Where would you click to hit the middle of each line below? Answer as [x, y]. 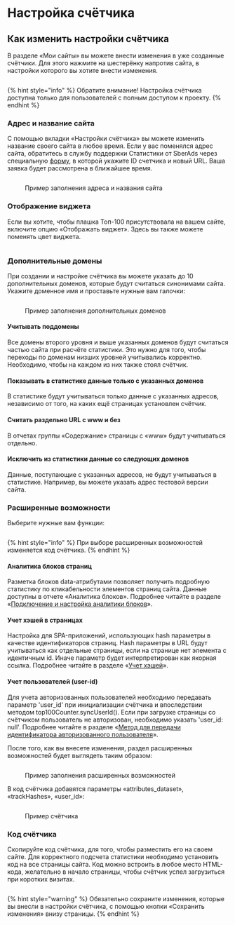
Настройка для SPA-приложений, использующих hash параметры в [109, 635]
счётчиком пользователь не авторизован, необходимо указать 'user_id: [115, 720]
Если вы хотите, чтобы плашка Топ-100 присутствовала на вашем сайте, [116, 222]
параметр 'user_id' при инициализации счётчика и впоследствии [105, 704]
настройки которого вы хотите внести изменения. [82, 70]
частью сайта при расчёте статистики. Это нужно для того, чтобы [107, 350]
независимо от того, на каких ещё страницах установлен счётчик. [107, 404]
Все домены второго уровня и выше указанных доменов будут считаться [118, 342]
